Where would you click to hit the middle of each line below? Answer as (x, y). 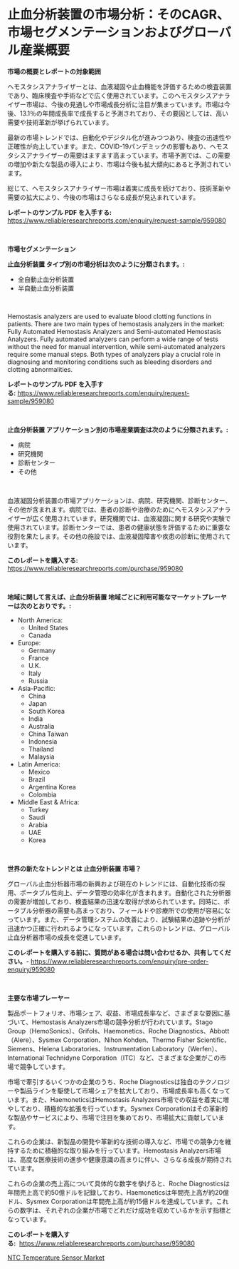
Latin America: (39, 764)
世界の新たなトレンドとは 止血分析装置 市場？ (74, 869)
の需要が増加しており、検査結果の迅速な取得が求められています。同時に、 (116, 901)
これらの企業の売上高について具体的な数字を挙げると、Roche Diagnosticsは (118, 1183)
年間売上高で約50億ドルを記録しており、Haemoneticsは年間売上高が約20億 (118, 1192)
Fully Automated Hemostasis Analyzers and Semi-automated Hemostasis (115, 331)
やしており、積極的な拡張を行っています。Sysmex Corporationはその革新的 (118, 1108)
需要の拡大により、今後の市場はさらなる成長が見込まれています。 (103, 197)
